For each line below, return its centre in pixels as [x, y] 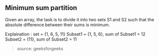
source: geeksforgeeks [40, 48]
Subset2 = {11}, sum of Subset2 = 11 [41, 39]
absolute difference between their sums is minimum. [58, 25]
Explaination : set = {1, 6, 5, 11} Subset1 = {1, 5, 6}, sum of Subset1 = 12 [75, 34]
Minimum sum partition [41, 8]
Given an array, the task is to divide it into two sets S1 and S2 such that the [80, 19]
